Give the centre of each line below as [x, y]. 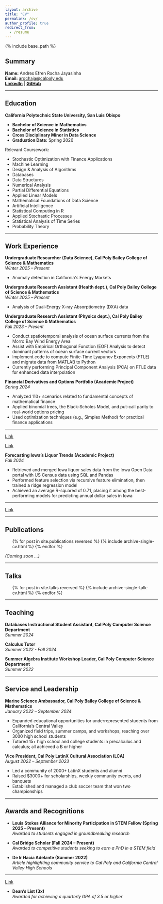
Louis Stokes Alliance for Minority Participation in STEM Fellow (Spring [85, 823]
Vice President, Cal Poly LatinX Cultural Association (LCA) [65, 756]
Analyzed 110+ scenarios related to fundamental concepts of [73, 396]
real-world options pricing [38, 412]
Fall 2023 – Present [24, 327]
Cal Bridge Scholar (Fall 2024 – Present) [53, 843]
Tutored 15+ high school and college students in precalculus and [77, 741]
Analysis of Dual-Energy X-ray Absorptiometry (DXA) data [70, 307]
